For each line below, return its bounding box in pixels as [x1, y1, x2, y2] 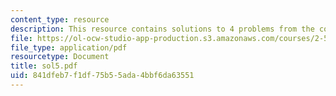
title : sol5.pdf [10, 61, 78, 71]
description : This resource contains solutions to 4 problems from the [10, 24, 315, 34]
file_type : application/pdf [10, 42, 128, 53]
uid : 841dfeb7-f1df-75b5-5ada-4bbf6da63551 [10, 71, 195, 81]
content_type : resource [10, 14, 110, 25]
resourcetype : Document [10, 52, 110, 62]
